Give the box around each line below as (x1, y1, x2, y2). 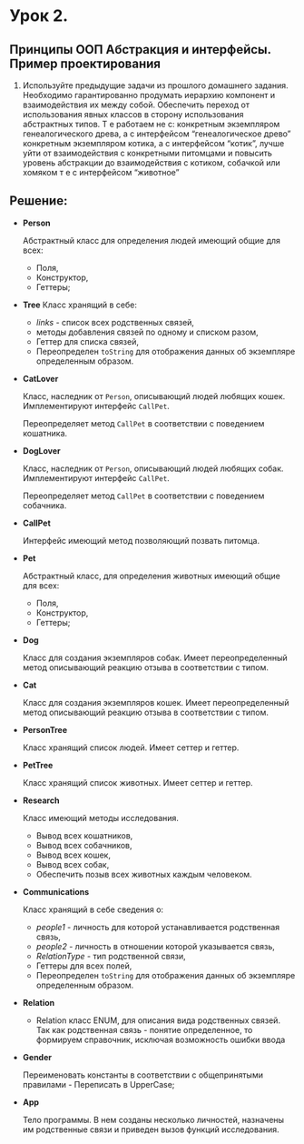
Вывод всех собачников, (35, 839, 133, 850)
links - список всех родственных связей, (35, 316, 195, 327)
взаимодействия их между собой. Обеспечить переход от (22, 99, 250, 110)
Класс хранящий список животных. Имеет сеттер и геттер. (22, 777, 253, 788)
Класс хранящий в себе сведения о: (22, 904, 164, 915)
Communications (22, 886, 90, 897)
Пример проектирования (9, 55, 162, 71)
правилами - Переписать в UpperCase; (22, 1079, 175, 1089)
